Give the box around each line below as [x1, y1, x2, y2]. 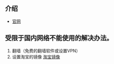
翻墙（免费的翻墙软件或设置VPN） [12, 48, 81, 53]
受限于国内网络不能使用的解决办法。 [5, 34, 113, 42]
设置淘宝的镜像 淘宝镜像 [12, 54, 60, 60]
